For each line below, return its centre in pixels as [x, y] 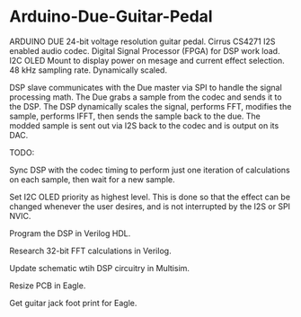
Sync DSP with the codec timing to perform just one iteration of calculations [150, 170]
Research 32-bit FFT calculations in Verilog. [91, 251]
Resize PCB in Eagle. [48, 286]
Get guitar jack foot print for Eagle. [73, 303]
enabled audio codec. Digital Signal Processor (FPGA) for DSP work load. [145, 50]
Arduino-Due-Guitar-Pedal [111, 17]
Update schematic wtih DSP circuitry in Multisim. [100, 268]
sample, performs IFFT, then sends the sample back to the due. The [135, 116]
